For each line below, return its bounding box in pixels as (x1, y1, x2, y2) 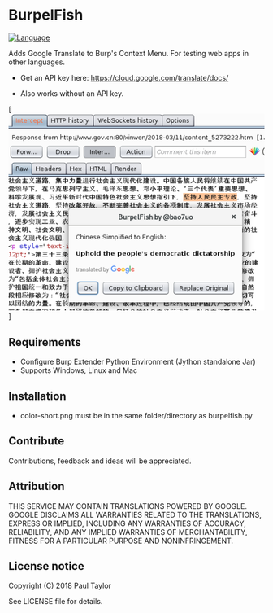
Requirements (8, 335, 81, 349)
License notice (8, 559, 84, 573)
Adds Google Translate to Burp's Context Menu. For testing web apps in (8, 48, 249, 58)
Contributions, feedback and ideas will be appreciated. (8, 456, 192, 466)
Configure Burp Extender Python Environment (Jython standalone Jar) (19, 357, 256, 367)
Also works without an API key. (19, 88, 124, 99)
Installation (8, 389, 67, 403)
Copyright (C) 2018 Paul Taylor (8, 580, 112, 591)
